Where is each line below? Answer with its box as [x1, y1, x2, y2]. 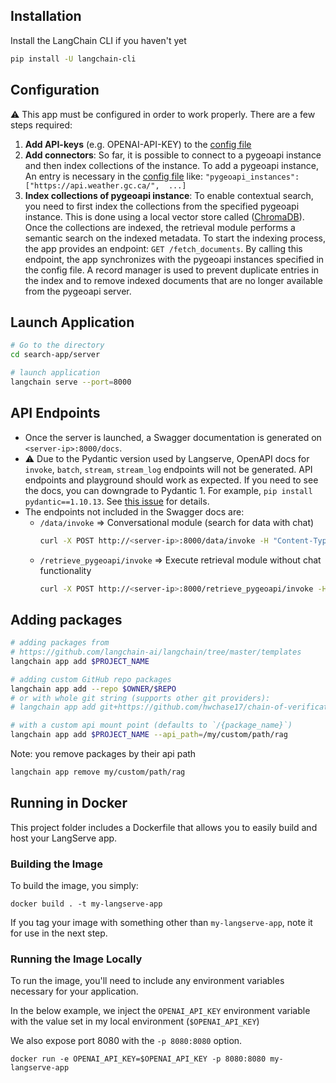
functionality [39, 564, 92, 576]
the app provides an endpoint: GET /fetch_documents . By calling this [24, 242, 303, 254]
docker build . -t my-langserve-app [10, 899, 163, 909]
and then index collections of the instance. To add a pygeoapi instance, [24, 159, 320, 171]
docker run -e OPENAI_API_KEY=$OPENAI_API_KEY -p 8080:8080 [10, 1054, 267, 1064]
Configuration [10, 82, 100, 99]
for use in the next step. [10, 927, 108, 939]
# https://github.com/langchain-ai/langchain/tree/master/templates [10, 647, 302, 658]
